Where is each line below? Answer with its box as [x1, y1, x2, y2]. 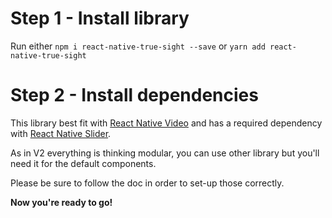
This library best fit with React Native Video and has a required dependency [10, 117, 323, 129]
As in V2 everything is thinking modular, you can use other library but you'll [10, 147, 320, 159]
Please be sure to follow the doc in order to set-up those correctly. [10, 177, 285, 189]
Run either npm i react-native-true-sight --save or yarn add [10, 40, 266, 52]
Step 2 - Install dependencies [10, 84, 259, 107]
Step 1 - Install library [10, 7, 190, 30]
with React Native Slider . [10, 127, 112, 139]
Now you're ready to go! [10, 196, 113, 208]
